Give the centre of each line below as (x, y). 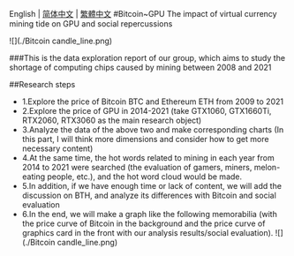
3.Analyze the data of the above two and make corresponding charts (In (153, 130)
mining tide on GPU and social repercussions (91, 24)
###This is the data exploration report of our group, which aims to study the (147, 58)
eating (34, 177)
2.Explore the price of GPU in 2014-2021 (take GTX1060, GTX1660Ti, (147, 111)
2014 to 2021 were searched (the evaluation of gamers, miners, (137, 167)
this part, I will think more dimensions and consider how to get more (145, 139)
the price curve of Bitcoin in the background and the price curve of (143, 223)
